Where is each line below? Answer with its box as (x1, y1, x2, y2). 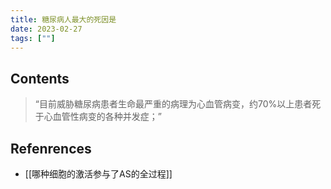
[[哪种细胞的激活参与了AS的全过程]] (24, 168, 173, 180)
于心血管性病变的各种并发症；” (34, 111, 162, 123)
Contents (10, 70, 70, 87)
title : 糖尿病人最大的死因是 (10, 14, 117, 25)
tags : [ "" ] (10, 33, 56, 43)
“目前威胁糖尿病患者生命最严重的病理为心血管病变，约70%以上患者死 (34, 98, 322, 110)
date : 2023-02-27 (10, 24, 83, 34)
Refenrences (10, 140, 92, 157)
